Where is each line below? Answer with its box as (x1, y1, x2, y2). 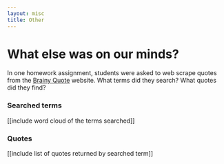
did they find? (7, 83, 46, 92)
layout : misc (7, 10, 45, 17)
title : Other (7, 17, 45, 23)
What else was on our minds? (7, 46, 179, 62)
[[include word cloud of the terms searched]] (7, 116, 135, 125)
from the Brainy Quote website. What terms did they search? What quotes (7, 76, 217, 85)
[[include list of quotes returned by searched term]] (7, 150, 154, 158)
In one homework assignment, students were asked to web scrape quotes (7, 69, 217, 77)
